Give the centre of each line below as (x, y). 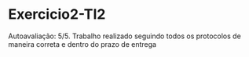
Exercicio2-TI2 (57, 14)
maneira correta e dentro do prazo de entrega (82, 44)
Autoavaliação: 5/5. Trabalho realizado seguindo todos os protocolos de (124, 36)
